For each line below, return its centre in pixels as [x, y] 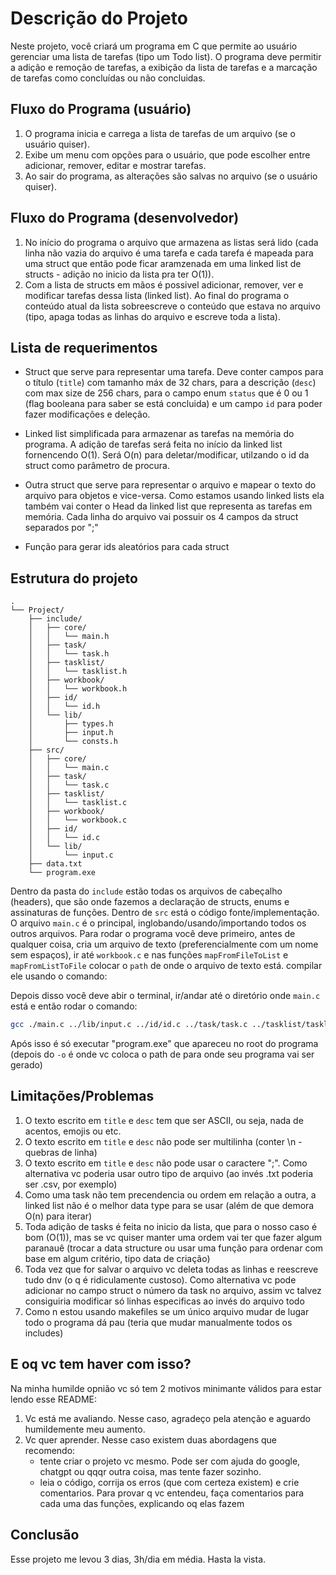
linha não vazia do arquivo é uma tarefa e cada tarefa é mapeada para [169, 253]
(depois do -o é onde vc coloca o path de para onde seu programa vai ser [162, 1054]
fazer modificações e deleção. [87, 414]
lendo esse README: [54, 1399]
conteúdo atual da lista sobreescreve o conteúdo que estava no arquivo [172, 306]
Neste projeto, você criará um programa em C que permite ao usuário [154, 46]
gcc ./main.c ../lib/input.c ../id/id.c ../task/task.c [129, 1025]
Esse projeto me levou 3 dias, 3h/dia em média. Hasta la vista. [138, 1559]
